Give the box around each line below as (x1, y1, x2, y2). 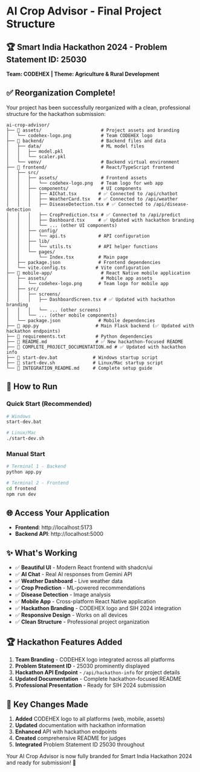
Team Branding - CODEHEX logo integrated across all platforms (15, 656, 175, 663)
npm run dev (6, 491, 36, 497)
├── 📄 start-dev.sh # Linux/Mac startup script (6, 359, 164, 366)
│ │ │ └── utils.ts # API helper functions (6, 243, 158, 249)
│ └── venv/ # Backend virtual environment (6, 159, 180, 165)
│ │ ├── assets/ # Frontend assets (6, 175, 147, 181)
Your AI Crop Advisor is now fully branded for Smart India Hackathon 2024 (6, 752, 192, 759)
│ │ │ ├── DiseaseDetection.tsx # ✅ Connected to (6, 201, 151, 207)
